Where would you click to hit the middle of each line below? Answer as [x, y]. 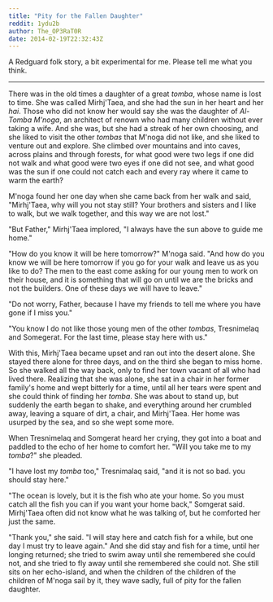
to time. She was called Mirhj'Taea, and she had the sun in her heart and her [136, 103]
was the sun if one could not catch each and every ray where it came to [128, 172]
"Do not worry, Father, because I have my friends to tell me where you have [135, 304]
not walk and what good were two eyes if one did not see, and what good [131, 163]
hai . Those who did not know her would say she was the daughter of [123, 112]
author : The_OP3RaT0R [45, 31]
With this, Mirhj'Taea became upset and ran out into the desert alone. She [132, 353]
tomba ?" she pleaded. [45, 455]
